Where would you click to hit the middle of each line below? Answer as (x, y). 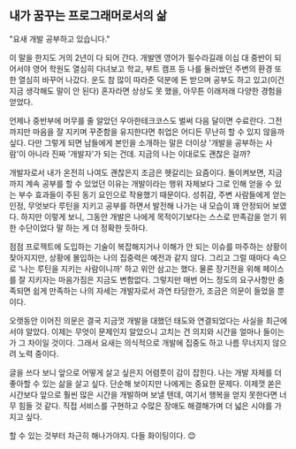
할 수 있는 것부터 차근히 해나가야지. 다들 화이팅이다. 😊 (102, 435)
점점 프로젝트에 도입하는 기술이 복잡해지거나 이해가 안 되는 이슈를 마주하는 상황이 (148, 247)
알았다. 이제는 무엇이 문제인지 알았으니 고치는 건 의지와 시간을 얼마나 (143, 331)
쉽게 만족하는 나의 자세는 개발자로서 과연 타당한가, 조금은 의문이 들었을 (154, 291)
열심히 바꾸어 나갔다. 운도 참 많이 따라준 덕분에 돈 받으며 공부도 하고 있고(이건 (152, 80)
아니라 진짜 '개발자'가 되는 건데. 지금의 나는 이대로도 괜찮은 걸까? (139, 154)
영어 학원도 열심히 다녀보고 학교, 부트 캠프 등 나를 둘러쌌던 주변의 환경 (152, 68)
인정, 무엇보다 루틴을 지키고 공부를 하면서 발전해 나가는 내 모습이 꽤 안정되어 (140, 205)
